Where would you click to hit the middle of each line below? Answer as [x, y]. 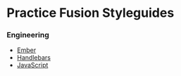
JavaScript [32, 65]
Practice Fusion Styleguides [90, 13]
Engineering [28, 35]
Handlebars [33, 58]
